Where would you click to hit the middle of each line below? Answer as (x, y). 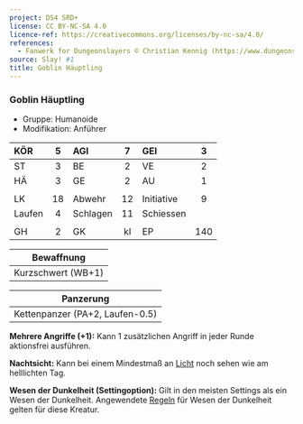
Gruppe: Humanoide (60, 119)
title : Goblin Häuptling (56, 69)
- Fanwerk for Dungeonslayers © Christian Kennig (112, 51)
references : (32, 43)
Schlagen (92, 214)
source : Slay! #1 (42, 60)
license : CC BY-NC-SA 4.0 (58, 26)
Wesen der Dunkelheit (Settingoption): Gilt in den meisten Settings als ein (148, 391)
